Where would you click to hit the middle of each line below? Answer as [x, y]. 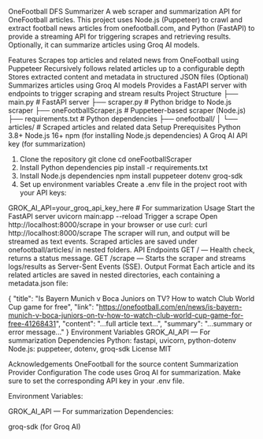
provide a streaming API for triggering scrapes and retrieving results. [120, 36]
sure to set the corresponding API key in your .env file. [96, 381]
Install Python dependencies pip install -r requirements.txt [114, 167]
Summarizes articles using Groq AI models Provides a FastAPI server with [128, 85]
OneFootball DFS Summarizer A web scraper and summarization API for [125, 11]
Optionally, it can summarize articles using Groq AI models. [104, 45]
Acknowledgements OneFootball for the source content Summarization [123, 364]
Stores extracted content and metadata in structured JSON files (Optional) [129, 77]
